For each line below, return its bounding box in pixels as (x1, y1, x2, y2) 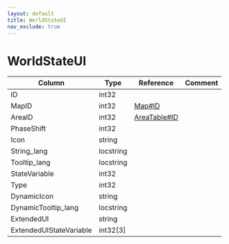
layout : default (7, 10, 54, 17)
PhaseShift (10, 124, 46, 133)
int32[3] (99, 225, 126, 235)
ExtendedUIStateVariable (10, 225, 92, 235)
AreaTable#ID (134, 113, 178, 122)
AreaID (10, 113, 33, 122)
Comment (185, 78, 219, 88)
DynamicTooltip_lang (10, 203, 78, 213)
